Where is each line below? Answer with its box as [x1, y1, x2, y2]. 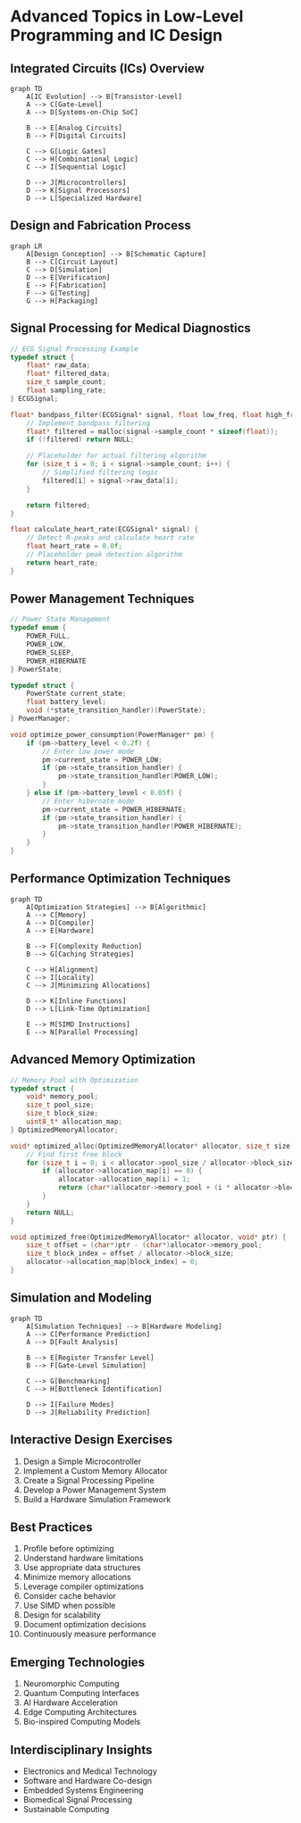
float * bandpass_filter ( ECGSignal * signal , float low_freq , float [10, 410, 263, 419]
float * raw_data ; [26, 361, 91, 370]
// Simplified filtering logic [42, 468, 159, 477]
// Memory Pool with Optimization [10, 1075, 139, 1084]
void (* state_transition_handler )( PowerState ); [26, 706, 206, 715]
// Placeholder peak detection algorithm [26, 550, 182, 559]
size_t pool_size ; [26, 1100, 95, 1109]
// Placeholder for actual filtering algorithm [26, 451, 206, 461]
